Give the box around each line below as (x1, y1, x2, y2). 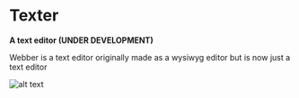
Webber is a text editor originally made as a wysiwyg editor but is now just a (9, 52, 291, 62)
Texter (9, 5, 59, 26)
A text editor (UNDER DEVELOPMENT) (9, 35, 154, 45)
